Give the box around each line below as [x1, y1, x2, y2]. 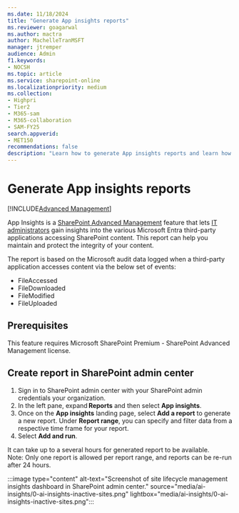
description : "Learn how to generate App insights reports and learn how [7, 150, 232, 157]
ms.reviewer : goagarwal [7, 24, 78, 31]
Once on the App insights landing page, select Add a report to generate [17, 409, 230, 417]
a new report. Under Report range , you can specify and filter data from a [17, 416, 233, 425]
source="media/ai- [150, 482, 206, 490]
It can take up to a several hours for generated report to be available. [7, 445, 210, 454]
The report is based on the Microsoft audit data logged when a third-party [7, 254, 225, 263]
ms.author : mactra [7, 30, 62, 38]
